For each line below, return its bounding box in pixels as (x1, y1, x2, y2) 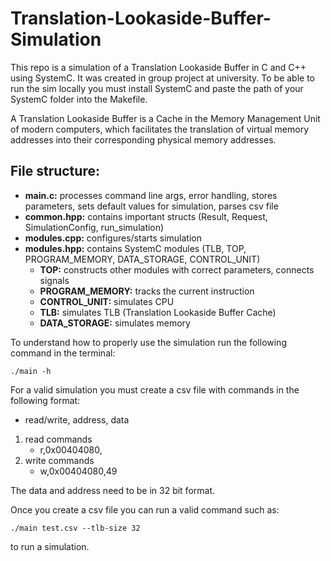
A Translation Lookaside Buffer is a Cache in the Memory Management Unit (10, 112, 321, 124)
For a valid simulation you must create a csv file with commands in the (10, 383, 300, 396)
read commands (24, 433, 93, 445)
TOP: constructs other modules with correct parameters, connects (39, 263, 315, 276)
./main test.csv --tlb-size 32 (10, 523, 141, 533)
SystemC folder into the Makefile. (10, 93, 148, 105)
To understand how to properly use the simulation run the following (10, 336, 287, 348)
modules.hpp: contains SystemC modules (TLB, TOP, (24, 242, 247, 254)
